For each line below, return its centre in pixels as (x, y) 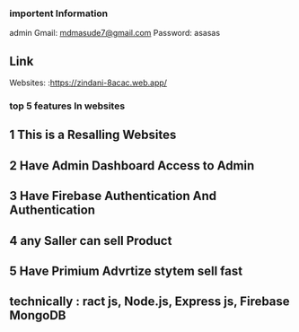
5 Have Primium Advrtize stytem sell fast (126, 271)
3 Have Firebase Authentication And (113, 196)
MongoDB (38, 315)
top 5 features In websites (67, 106)
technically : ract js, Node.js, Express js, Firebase (149, 302)
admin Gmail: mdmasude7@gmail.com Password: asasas (115, 33)
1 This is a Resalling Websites (93, 135)
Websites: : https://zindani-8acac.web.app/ (88, 83)
